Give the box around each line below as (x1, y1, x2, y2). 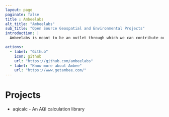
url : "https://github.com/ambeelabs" (14, 58, 94, 63)
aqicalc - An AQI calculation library (12, 106, 85, 112)
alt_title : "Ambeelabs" (5, 21, 55, 27)
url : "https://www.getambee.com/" (14, 68, 87, 73)
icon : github (14, 54, 42, 59)
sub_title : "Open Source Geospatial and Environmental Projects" (5, 26, 145, 31)
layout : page (5, 7, 33, 13)
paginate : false (5, 12, 39, 17)
